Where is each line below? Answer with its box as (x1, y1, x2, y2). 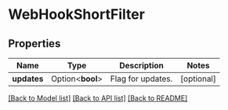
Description (118, 60, 165, 71)
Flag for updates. (110, 73, 173, 84)
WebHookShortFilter (8, 5, 145, 24)
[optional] (179, 73, 217, 84)
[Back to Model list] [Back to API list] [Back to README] (8, 93, 188, 103)
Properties (8, 37, 61, 50)
